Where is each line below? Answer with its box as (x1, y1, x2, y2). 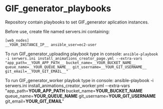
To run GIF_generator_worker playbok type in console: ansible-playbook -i (5, 77, 154, 83)
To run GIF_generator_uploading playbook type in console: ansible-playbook (5, 51, 158, 57)
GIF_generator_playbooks (5, 3, 111, 14)
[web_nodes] (5, 38, 29, 43)
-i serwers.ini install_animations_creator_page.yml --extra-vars (5, 56, 143, 61)
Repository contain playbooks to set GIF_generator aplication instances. (5, 19, 149, 25)
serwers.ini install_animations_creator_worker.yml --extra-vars (5, 83, 130, 88)
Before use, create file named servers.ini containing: (5, 28, 110, 34)
